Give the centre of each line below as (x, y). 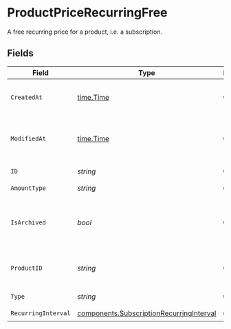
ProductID (26, 268)
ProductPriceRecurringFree (87, 13)
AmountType (28, 188)
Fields (21, 53)
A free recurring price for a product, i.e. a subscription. (85, 32)
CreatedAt (26, 97)
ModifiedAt (28, 138)
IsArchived (28, 222)
